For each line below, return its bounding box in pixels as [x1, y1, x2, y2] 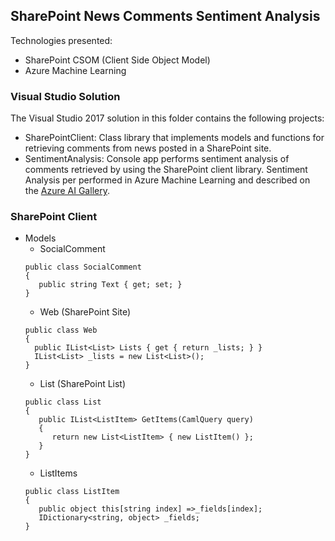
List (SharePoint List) [39, 378, 127, 390]
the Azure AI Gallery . [24, 185, 110, 197]
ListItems [39, 467, 78, 479]
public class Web [24, 325, 98, 336]
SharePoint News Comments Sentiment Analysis [10, 8, 321, 25]
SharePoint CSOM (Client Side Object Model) [24, 54, 211, 66]
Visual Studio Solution [10, 89, 121, 103]
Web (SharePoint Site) [39, 306, 132, 318]
